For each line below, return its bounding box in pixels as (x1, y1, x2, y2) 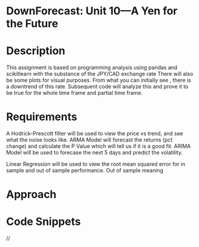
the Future (6, 17, 58, 30)
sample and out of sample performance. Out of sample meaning (6, 167, 164, 174)
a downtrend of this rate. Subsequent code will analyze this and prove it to (6, 83, 189, 90)
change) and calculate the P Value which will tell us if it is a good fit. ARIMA (6, 143, 191, 150)
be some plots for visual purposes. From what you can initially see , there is (6, 76, 191, 84)
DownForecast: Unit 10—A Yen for (6, 4, 178, 18)
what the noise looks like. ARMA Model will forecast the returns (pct (6, 136, 173, 144)
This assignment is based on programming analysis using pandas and (6, 64, 178, 71)
